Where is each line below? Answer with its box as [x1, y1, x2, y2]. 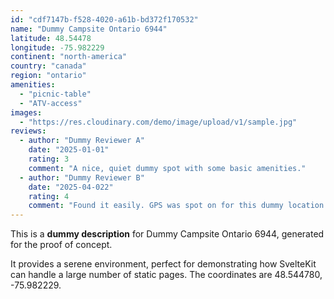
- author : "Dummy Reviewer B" [19, 172, 145, 183]
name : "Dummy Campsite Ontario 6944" [10, 24, 168, 34]
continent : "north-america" [10, 52, 128, 62]
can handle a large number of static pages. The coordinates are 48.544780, [10, 269, 323, 281]
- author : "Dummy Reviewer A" [19, 136, 145, 146]
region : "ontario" [10, 71, 87, 81]
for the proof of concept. [10, 239, 113, 251]
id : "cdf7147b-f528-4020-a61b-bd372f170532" [10, 14, 199, 25]
